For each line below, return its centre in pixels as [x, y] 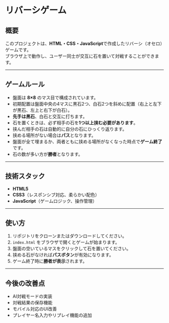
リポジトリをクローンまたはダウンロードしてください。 [70, 236]
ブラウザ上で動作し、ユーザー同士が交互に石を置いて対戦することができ [80, 56]
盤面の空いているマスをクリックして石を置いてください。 [72, 249]
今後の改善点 [25, 283]
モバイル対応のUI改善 [34, 309]
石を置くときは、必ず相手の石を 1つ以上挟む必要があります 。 [75, 123]
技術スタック [25, 176]
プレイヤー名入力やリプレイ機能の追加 [52, 315]
